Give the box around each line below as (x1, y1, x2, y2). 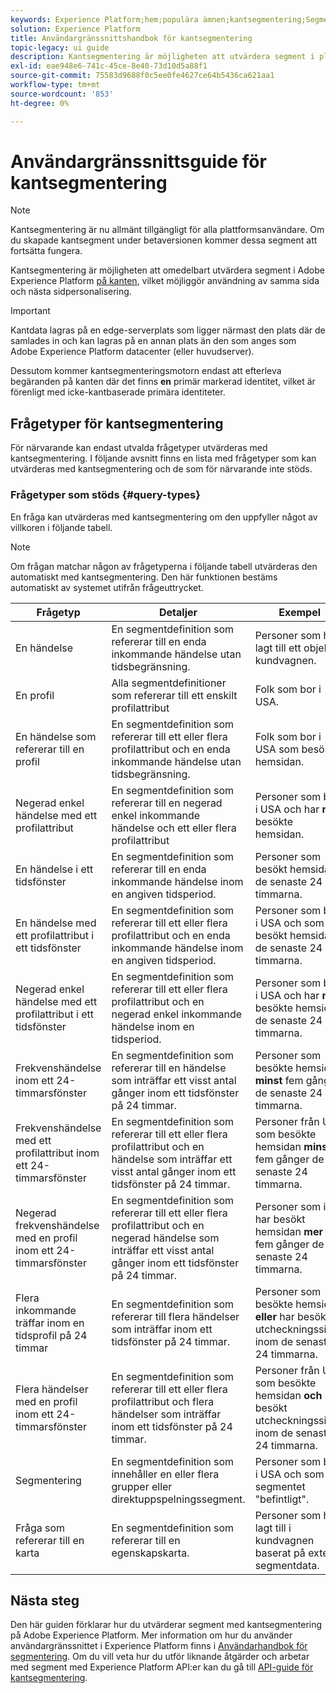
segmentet (254, 1479, 306, 1493)
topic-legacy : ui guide (10, 42, 110, 53)
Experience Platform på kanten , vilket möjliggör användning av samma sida (10, 275, 320, 287)
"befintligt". (254, 1492, 310, 1506)
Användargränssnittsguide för (10, 150, 267, 173)
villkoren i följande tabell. (10, 521, 113, 533)
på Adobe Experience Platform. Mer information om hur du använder (10, 1629, 293, 1641)
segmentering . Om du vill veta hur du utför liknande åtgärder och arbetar (10, 1651, 310, 1663)
